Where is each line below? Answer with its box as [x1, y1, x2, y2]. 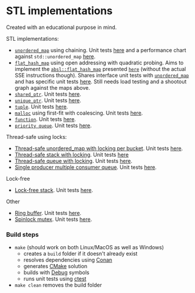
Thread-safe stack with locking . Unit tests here [14, 151, 129, 158]
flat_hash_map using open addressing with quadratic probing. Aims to [14, 59, 184, 66]
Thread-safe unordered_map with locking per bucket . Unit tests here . [14, 145, 183, 152]
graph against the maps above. [14, 84, 90, 91]
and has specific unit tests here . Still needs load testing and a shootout [14, 78, 187, 85]
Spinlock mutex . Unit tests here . [14, 216, 92, 223]
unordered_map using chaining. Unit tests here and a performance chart [14, 46, 187, 54]
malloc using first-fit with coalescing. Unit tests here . [14, 109, 143, 116]
